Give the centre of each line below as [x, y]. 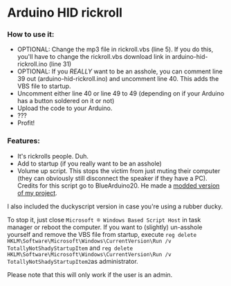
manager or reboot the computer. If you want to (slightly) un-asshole [105, 227]
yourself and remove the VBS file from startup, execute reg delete [102, 234]
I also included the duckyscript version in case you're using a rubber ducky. [115, 206]
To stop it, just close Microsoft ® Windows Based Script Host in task [104, 220]
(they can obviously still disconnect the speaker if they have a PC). [112, 178]
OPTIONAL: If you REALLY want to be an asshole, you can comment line [120, 71]
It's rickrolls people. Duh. [53, 156]
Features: [24, 141]
